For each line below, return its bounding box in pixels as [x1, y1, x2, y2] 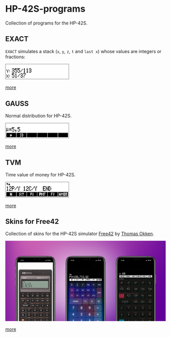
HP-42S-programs [5, 3, 85, 15]
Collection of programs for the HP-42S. [5, 20, 88, 26]
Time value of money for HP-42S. [5, 172, 76, 178]
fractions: [5, 54, 25, 60]
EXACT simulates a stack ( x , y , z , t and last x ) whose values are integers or [5, 48, 162, 54]
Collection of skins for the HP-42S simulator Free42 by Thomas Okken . [5, 230, 154, 237]
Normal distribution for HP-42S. [5, 113, 72, 119]
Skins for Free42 [5, 217, 60, 226]
